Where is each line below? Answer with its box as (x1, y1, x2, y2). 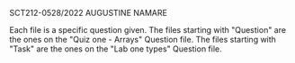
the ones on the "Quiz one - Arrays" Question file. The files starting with (9, 35, 277, 44)
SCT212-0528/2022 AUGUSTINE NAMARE (9, 8, 168, 18)
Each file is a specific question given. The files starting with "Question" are (9, 25, 286, 35)
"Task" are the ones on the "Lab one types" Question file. (9, 43, 222, 54)
